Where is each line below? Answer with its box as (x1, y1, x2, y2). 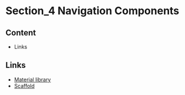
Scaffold (14, 82, 35, 89)
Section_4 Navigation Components (5, 4, 180, 18)
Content (5, 28, 37, 38)
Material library (14, 76, 51, 83)
